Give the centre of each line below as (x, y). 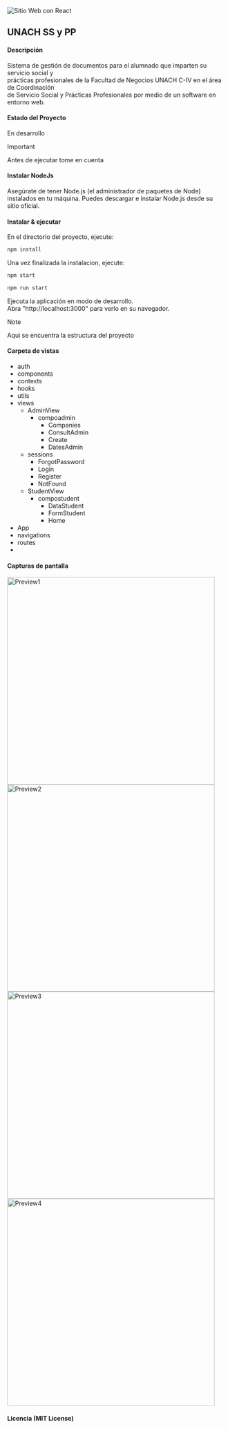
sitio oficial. (23, 206)
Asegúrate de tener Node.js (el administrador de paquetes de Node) (104, 191)
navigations (34, 535)
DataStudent (66, 506)
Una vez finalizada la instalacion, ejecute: (66, 263)
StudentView (46, 491)
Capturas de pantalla (38, 566)
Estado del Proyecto (37, 118)
